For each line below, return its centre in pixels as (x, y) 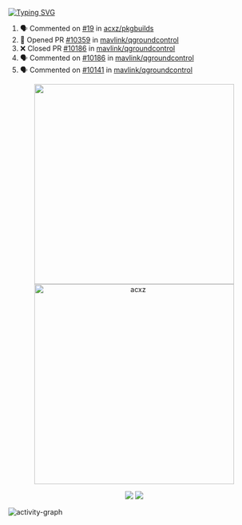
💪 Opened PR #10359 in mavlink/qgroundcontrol (99, 40)
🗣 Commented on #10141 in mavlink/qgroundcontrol (106, 70)
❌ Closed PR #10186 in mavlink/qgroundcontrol (97, 48)
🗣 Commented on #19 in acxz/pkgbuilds (87, 28)
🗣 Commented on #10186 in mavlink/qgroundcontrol (107, 58)
